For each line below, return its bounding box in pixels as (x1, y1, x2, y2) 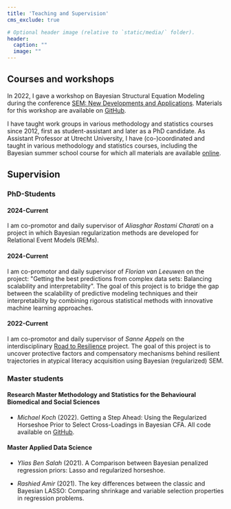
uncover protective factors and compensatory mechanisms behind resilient (7, 349, 220, 357)
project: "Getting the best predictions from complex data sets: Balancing (7, 274, 212, 282)
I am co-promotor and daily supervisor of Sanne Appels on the (7, 335, 185, 343)
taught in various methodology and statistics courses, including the (7, 142, 198, 150)
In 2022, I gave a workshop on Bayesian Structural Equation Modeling (7, 91, 205, 100)
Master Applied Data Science (7, 444, 93, 452)
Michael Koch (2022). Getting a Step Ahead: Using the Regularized (16, 413, 207, 421)
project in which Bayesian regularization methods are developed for (7, 229, 199, 237)
